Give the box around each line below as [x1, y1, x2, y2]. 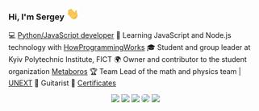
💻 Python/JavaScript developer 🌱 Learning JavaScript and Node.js [8, 30, 232, 39]
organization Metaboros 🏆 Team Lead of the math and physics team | [8, 66, 242, 76]
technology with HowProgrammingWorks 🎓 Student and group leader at [8, 42, 251, 51]
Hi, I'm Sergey [8, 11, 65, 23]
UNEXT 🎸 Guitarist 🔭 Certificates [8, 78, 117, 88]
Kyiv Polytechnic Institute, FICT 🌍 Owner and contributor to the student [8, 54, 248, 64]
